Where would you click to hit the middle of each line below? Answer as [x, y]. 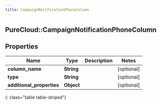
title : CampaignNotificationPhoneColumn [47, 10]
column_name [25, 69]
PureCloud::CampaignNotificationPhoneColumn [81, 30]
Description [98, 60]
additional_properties [33, 85]
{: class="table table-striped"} [36, 97]
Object [72, 85]
